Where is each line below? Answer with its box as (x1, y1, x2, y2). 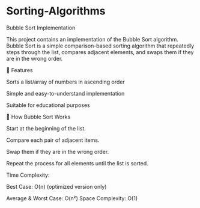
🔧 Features (6, 66, 33, 73)
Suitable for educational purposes (6, 101, 90, 109)
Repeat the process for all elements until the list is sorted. (6, 159, 148, 167)
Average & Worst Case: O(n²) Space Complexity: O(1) (6, 194, 138, 202)
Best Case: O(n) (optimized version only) (6, 183, 107, 190)
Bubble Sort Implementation (6, 24, 76, 31)
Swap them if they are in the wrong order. (6, 148, 109, 155)
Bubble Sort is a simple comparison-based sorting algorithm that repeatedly (6, 42, 195, 49)
